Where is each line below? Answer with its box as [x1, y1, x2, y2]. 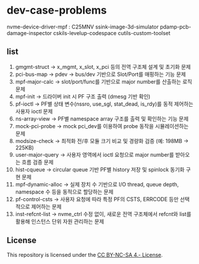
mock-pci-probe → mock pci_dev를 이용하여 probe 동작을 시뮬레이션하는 [15, 122, 189, 129]
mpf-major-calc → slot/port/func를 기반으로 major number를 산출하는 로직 [15, 78, 192, 85]
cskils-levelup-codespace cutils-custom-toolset [53, 29, 171, 36]
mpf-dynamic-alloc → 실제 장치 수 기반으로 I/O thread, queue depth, [15, 180, 179, 187]
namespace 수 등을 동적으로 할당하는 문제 [15, 188, 114, 195]
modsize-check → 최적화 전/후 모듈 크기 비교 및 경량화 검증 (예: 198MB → [15, 137, 189, 144]
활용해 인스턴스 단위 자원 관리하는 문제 [15, 218, 104, 225]
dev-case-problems [7, 4, 107, 17]
